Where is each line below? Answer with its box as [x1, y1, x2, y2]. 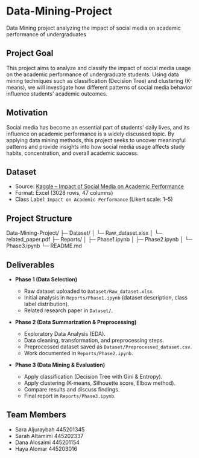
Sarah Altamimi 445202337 [14, 432, 84, 439]
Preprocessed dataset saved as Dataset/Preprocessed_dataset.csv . [24, 343, 192, 350]
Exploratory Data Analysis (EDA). [24, 330, 106, 337]
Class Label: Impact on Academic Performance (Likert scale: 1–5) [14, 195, 173, 203]
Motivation [6, 108, 48, 118]
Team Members [6, 410, 66, 420]
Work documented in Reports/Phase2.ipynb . [24, 350, 134, 356]
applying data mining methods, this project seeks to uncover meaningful [6, 136, 186, 143]
